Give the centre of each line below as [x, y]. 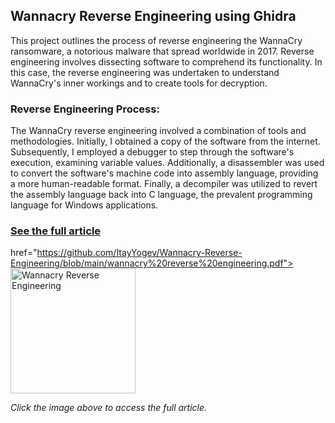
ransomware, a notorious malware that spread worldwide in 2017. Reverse [162, 51]
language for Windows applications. [84, 205]
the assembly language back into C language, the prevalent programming [161, 195]
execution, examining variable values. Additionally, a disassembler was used [167, 163]
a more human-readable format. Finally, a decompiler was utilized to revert [164, 184]
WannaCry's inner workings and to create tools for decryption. [139, 83]
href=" [24, 253]
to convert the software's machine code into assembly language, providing [164, 173]
